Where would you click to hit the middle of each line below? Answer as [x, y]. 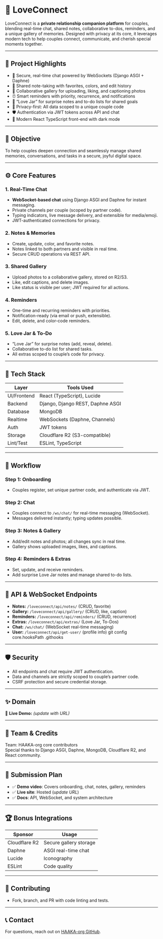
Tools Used [80, 388]
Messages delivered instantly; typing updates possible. [67, 518]
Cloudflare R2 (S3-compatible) [75, 435]
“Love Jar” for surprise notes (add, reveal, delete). [62, 344]
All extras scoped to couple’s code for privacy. [58, 354]
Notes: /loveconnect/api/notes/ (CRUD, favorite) [61, 606]
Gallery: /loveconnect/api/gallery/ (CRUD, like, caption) [69, 611]
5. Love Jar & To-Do [29, 333]
